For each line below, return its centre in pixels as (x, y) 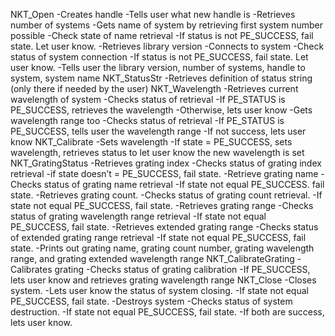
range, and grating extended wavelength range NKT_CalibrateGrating (152, 258)
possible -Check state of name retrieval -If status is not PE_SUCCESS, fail (162, 35)
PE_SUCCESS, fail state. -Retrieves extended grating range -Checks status (164, 227)
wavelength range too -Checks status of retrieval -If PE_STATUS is (147, 120)
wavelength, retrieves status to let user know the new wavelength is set (157, 152)
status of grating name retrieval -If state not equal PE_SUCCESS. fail (184, 184)
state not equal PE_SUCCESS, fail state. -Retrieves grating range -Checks (162, 205)
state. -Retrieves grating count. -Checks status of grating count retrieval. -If (166, 195)
